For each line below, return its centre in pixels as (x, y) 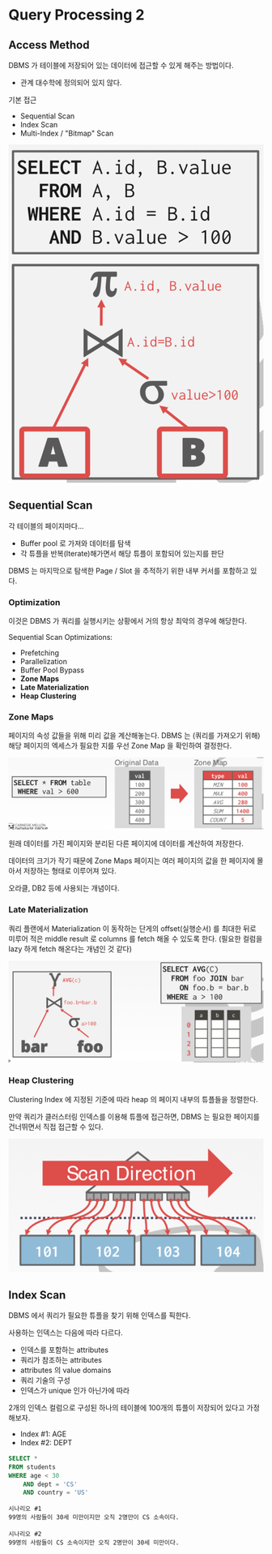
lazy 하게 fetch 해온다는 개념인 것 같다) (70, 949)
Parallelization (43, 661)
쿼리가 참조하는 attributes (61, 1359)
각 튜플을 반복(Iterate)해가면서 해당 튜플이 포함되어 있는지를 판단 (122, 553)
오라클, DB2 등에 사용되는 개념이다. (64, 888)
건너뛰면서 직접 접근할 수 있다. (56, 1127)
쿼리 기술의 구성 (45, 1380)
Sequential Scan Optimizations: (61, 637)
